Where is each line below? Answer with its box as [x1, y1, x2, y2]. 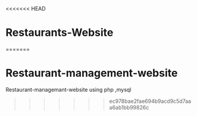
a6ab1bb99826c [109, 104, 149, 111]
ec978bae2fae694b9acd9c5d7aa [109, 98, 192, 105]
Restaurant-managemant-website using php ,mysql [5, 86, 132, 93]
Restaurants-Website [5, 26, 114, 39]
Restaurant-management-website [5, 67, 178, 80]
